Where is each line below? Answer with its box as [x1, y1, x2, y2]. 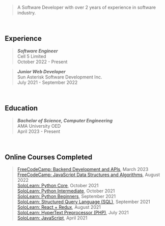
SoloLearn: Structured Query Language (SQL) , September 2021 [17, 199, 151, 205]
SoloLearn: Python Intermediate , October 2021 [17, 188, 115, 194]
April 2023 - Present [17, 128, 61, 134]
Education [5, 104, 38, 112]
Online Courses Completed [5, 153, 93, 162]
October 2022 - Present [17, 59, 68, 65]
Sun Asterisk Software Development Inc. [17, 74, 102, 80]
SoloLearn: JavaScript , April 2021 [17, 215, 88, 221]
